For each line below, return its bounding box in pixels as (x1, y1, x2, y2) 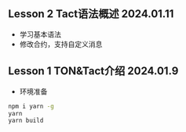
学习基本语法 (19, 30, 61, 39)
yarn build (8, 116, 44, 125)
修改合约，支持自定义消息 (19, 39, 103, 48)
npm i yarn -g (8, 102, 55, 110)
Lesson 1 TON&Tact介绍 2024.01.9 (8, 65, 179, 78)
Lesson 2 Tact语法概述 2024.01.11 (8, 7, 174, 21)
